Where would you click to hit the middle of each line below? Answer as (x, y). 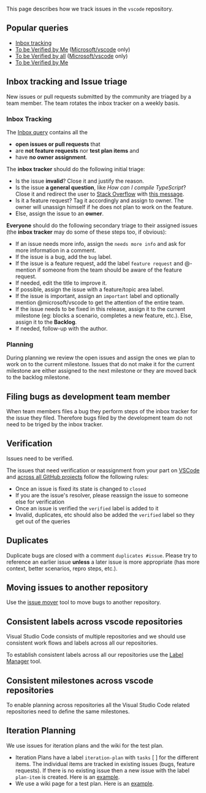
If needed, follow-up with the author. (61, 328)
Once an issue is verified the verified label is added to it (87, 508)
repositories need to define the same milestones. (68, 711)
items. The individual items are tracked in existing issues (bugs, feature (105, 764)
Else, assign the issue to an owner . (59, 213)
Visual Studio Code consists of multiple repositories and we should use (96, 637)
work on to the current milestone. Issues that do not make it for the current (101, 364)
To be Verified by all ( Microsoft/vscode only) (71, 56)
